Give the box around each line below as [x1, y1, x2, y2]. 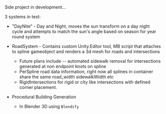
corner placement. [19, 84, 58, 90]
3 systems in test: [4, 14, 41, 19]
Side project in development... [4, 4, 66, 10]
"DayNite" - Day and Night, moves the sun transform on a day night [11, 23, 150, 29]
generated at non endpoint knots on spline [19, 64, 106, 69]
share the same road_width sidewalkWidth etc [19, 74, 114, 79]
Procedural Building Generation [11, 94, 77, 100]
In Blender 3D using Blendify [19, 104, 79, 109]
